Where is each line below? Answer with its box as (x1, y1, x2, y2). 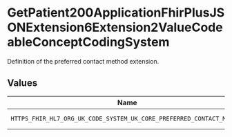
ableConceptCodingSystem (7, 35, 170, 50)
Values (7, 77, 38, 89)
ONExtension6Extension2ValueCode (7, 19, 223, 35)
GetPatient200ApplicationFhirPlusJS (7, 5, 225, 21)
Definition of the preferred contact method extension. (7, 57, 159, 65)
